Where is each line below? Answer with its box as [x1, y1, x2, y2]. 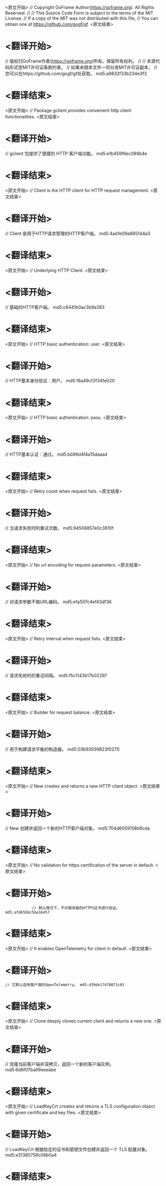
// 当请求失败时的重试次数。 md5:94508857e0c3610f [5, 525, 114, 531]
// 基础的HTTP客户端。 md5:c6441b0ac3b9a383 [5, 304, 105, 310]
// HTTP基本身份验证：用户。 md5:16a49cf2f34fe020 [5, 378, 115, 384]
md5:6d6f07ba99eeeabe [5, 1067, 56, 1073]
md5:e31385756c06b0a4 [5, 1152, 57, 1158]
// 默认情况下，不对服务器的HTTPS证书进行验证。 [31, 905, 120, 911]
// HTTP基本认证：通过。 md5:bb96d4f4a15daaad [5, 451, 108, 457]
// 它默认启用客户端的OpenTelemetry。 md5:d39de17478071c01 [5, 983, 125, 988]
